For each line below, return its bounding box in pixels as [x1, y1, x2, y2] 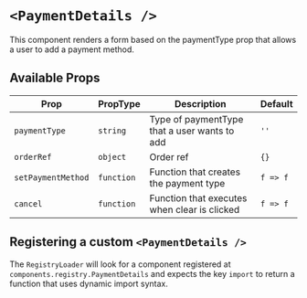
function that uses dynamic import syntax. [9, 278, 169, 289]
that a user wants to [149, 124, 235, 137]
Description [174, 97, 227, 110]
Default [259, 97, 293, 110]
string [97, 125, 127, 135]
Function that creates [149, 165, 240, 178]
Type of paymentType [149, 112, 244, 125]
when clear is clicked [149, 203, 240, 216]
